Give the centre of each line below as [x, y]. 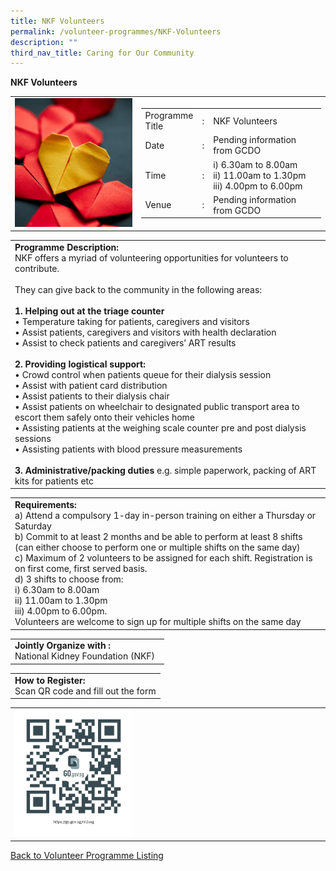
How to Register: [50, 680]
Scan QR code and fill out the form [85, 691]
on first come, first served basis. [81, 569]
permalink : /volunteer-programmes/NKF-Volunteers [116, 31]
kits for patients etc [54, 481]
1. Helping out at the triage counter [89, 311]
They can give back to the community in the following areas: [138, 289]
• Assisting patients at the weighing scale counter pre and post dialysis [160, 427]
